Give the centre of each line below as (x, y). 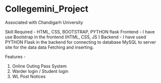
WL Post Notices (29, 76)
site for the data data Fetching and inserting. (49, 47)
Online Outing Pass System (39, 66)
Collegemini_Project (47, 9)
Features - (15, 56)
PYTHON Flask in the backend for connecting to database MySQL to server (81, 42)
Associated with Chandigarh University (44, 22)
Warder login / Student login (40, 71)
